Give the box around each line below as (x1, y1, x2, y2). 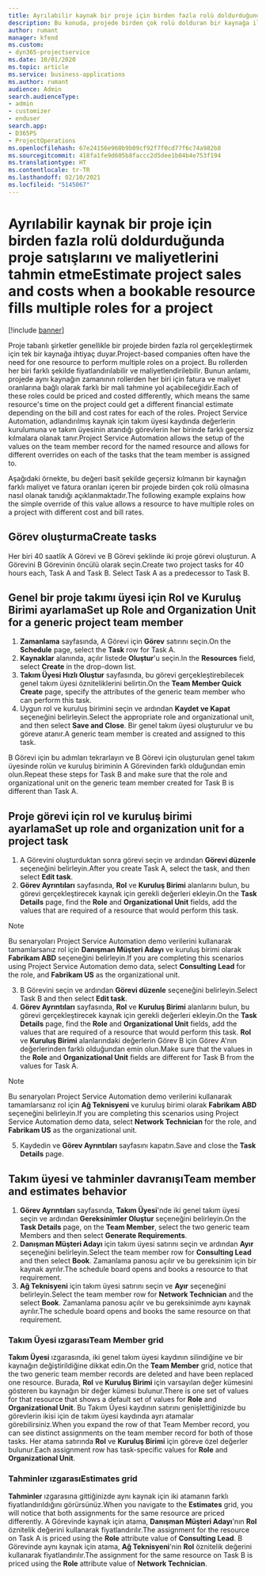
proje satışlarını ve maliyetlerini (8, 249, 219, 266)
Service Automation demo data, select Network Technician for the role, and (8, 1117, 257, 1126)
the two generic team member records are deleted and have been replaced (8, 1369, 253, 1379)
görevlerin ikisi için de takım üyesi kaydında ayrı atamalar (8, 1411, 194, 1421)
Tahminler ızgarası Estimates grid (8, 1473, 138, 1484)
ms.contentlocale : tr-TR (8, 166, 90, 174)
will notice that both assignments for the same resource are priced (8, 1508, 226, 1517)
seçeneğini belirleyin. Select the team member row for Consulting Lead (19, 1248, 252, 1257)
